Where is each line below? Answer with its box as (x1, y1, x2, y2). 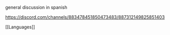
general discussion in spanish (5, 5, 67, 10)
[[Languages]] (5, 24, 36, 30)
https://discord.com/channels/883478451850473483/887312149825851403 (5, 14, 165, 20)
